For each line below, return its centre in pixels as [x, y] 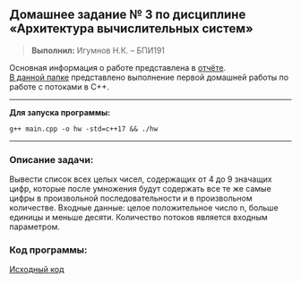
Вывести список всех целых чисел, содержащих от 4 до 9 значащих [141, 179]
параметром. [35, 227]
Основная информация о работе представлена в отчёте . [118, 67]
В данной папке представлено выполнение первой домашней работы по [149, 77]
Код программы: [48, 250]
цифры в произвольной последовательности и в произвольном [131, 198]
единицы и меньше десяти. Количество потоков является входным [139, 218]
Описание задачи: [52, 159]
